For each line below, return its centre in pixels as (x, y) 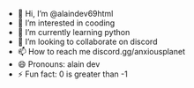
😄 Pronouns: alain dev (59, 64)
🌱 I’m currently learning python (74, 32)
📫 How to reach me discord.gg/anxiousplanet (101, 51)
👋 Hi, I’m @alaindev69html (65, 14)
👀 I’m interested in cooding (66, 23)
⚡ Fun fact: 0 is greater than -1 (72, 74)
